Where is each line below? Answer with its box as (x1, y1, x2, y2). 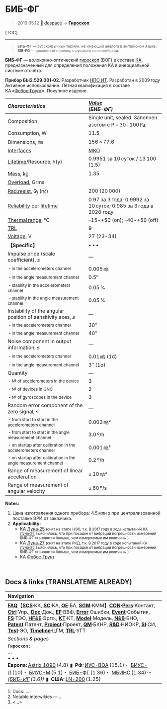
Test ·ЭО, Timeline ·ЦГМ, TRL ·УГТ (7, 627, 86, 634)
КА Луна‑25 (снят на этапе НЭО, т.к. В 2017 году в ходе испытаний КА (19, 526, 148, 532)
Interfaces (7, 147, 31, 154)
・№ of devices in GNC (7, 386, 53, 392)
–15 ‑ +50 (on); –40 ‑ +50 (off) (88, 216, 159, 223)
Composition (7, 118, 38, 125)
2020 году (88, 208, 114, 215)
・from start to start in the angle (7, 429, 70, 435)
